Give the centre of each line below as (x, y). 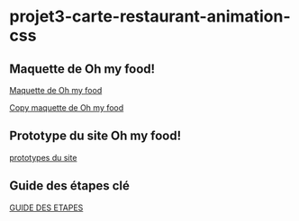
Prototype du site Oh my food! (95, 136)
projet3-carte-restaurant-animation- (150, 17)
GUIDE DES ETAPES (46, 208)
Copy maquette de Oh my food (67, 108)
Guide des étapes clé (70, 186)
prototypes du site (43, 157)
